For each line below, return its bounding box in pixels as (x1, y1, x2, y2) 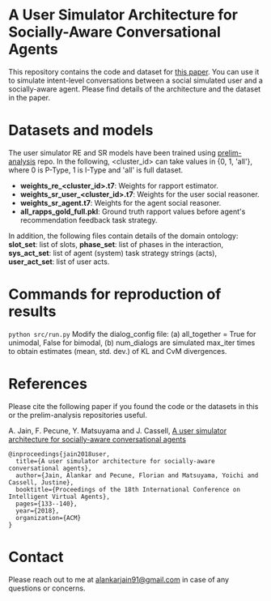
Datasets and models (8, 121, 154, 139)
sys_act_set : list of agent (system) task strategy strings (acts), (8, 248, 217, 258)
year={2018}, (15, 506, 60, 515)
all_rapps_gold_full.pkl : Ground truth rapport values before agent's (19, 207, 246, 216)
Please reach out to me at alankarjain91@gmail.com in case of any (8, 574, 229, 584)
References (8, 375, 87, 393)
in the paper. (8, 92, 51, 102)
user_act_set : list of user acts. (8, 257, 110, 266)
